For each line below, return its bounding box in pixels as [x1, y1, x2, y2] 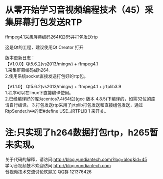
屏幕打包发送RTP [14, 17, 82, 28]
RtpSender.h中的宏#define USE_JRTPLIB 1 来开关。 [5, 108, 109, 114]
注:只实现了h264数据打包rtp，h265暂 [5, 127, 159, 138]
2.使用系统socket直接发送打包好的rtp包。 [5, 73, 89, 79]
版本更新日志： [5, 54, 35, 60]
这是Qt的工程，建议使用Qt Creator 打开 [5, 44, 84, 50]
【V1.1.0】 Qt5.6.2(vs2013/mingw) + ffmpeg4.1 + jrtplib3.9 [5, 83, 121, 89]
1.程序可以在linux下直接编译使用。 [5, 89, 73, 96]
